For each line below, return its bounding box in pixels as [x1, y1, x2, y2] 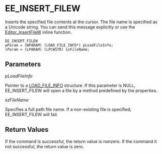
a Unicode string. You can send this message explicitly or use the [5, 24, 135, 30]
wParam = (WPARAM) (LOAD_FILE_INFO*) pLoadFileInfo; [5, 43, 114, 47]
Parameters [5, 60, 41, 68]
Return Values [5, 125, 49, 134]
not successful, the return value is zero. [5, 143, 84, 149]
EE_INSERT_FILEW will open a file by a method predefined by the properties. [5, 88, 158, 93]
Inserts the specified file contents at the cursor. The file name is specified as [5, 19, 158, 25]
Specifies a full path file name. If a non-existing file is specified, [5, 106, 132, 112]
